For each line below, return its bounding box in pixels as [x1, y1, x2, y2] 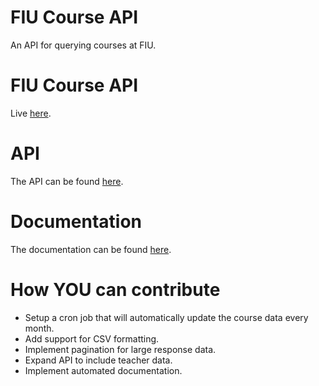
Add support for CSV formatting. [24, 332, 160, 345]
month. [24, 322, 55, 334]
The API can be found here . [10, 175, 124, 187]
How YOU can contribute [10, 278, 221, 301]
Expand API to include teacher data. [24, 354, 173, 366]
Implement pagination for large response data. [24, 343, 217, 355]
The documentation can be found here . [10, 243, 172, 255]
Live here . [10, 107, 52, 119]
